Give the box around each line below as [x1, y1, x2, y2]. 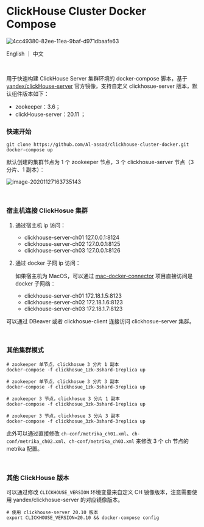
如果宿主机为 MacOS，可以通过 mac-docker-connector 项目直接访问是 [15, 272, 193, 279]
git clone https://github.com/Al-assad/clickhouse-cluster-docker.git [6, 142, 189, 148]
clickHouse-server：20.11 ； [15, 110, 86, 118]
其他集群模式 [6, 346, 44, 354]
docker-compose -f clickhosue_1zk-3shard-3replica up [6, 384, 146, 390]
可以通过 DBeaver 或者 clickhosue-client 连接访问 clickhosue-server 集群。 [6, 317, 195, 324]
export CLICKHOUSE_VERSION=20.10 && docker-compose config [6, 515, 160, 521]
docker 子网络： [15, 279, 56, 287]
